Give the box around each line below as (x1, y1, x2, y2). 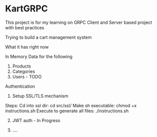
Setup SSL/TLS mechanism (12, 93, 69, 99)
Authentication (5, 83, 35, 89)
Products (12, 63, 31, 69)
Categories (12, 68, 35, 74)
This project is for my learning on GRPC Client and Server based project (5, 19, 153, 25)
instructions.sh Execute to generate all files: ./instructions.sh (5, 108, 129, 114)
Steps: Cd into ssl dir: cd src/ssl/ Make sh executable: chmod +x (5, 102, 137, 108)
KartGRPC (5, 3, 48, 14)
